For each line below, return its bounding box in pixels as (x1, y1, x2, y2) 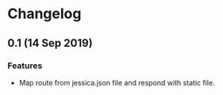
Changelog (7, 5, 82, 23)
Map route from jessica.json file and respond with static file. (18, 78, 215, 87)
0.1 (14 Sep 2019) (7, 36, 93, 50)
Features (7, 60, 43, 71)
